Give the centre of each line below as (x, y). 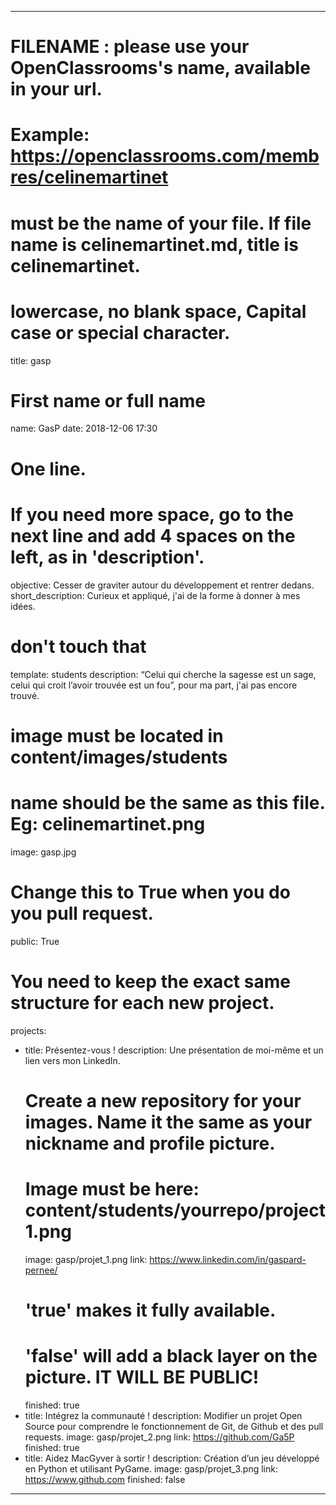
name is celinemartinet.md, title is (154, 244)
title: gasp (31, 360)
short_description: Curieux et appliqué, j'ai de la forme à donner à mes (155, 595)
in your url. (56, 89)
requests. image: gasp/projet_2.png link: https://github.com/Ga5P (159, 1437)
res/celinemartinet (89, 177)
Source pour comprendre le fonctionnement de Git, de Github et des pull (174, 1426)
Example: (50, 135)
